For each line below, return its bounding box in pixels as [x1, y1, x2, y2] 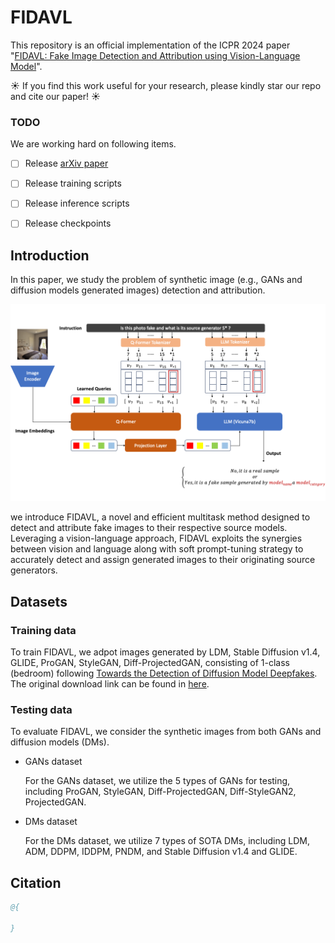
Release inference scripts [24, 197, 130, 210]
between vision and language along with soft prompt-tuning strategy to [10, 543, 304, 555]
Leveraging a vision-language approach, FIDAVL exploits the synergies [10, 532, 303, 545]
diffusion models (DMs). [10, 736, 110, 748]
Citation [10, 874, 62, 891]
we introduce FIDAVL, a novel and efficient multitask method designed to [10, 511, 311, 523]
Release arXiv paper [24, 157, 109, 170]
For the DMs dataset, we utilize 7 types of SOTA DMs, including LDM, [24, 835, 310, 847]
